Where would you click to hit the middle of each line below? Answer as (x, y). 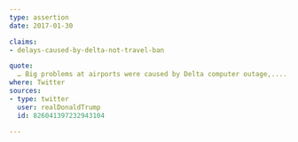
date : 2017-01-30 (41, 26)
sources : (25, 91)
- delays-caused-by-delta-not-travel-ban (87, 50)
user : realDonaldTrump (59, 107)
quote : (21, 66)
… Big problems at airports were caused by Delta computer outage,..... (154, 75)
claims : (24, 42)
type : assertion (39, 17)
